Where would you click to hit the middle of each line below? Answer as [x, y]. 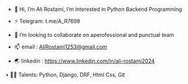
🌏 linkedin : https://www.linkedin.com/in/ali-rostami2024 [84, 61]
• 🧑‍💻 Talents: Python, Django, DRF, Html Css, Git [65, 75]
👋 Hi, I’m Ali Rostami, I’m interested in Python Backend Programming [98, 9]
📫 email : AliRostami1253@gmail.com [61, 47]
